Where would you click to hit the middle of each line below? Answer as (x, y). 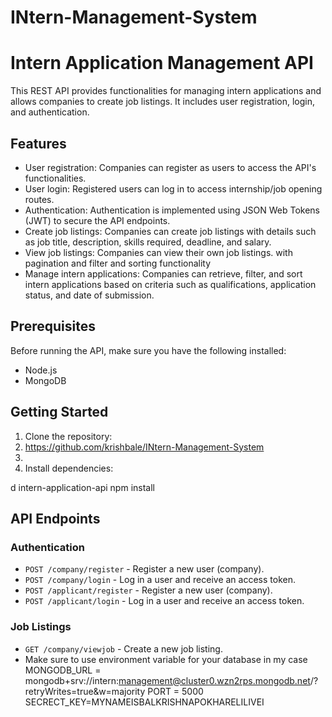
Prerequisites (53, 326)
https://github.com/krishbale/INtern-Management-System (144, 447)
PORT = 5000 (175, 691)
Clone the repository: (68, 436)
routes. (39, 199)
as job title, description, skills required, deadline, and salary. (148, 242)
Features (38, 143)
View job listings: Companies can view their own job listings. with (158, 252)
